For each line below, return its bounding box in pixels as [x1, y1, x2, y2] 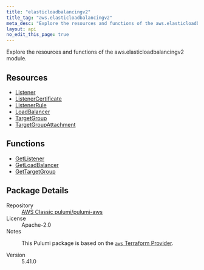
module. [6, 55, 27, 62]
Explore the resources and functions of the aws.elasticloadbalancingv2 [6, 48, 184, 55]
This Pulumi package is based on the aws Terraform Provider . [21, 239, 174, 247]
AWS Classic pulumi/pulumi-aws [21, 208, 103, 215]
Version [6, 251, 25, 258]
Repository [6, 202, 33, 209]
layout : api [6, 26, 36, 32]
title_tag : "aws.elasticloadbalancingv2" [6, 15, 113, 21]
